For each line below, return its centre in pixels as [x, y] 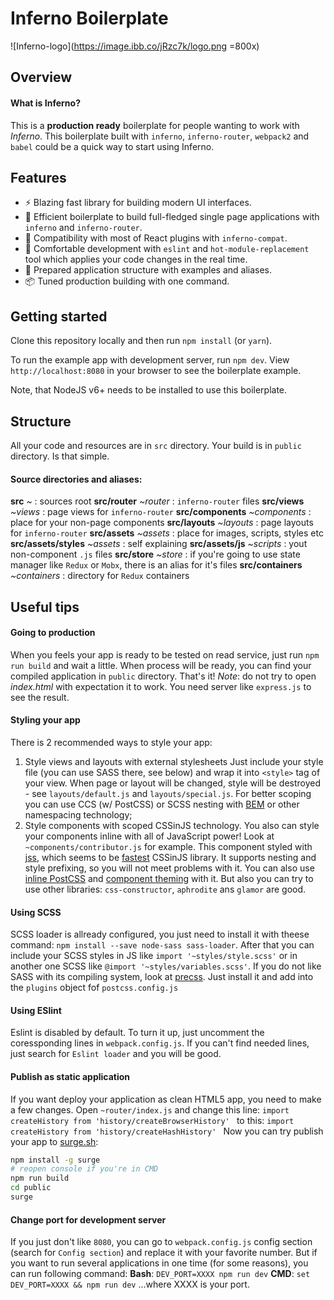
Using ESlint [36, 1010]
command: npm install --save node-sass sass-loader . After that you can [162, 945]
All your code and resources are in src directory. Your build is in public [156, 445]
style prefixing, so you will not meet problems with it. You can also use [169, 868]
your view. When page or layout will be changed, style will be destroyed [173, 783]
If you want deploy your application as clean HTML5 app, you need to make [166, 1099]
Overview [41, 77]
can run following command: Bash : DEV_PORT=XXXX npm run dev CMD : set [160, 1274]
